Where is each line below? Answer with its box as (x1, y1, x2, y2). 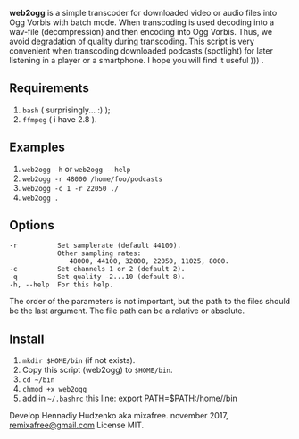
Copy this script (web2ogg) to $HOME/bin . (21, 365, 173, 376)
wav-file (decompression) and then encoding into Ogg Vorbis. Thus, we (9, 27, 273, 37)
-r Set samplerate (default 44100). (9, 241, 181, 251)
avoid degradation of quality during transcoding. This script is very (9, 36, 254, 46)
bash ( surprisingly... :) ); (21, 104, 111, 115)
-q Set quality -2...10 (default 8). (9, 272, 186, 282)
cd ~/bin (21, 376, 55, 385)
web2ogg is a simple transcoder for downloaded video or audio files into (9, 8, 278, 18)
